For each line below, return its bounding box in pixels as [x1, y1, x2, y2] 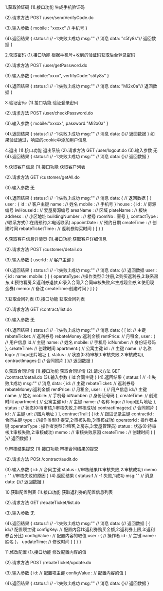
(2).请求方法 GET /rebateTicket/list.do [5, 500, 80, 505]
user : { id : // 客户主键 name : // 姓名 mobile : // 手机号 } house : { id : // [5, 201, 147, 207]
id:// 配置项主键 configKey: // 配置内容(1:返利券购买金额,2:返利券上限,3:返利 [5, 526, 155, 532]
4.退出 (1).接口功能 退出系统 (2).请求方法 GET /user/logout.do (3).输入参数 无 [5, 147, 158, 153]
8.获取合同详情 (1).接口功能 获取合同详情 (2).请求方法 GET [5, 368, 121, 374]
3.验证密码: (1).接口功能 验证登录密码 [5, 100, 79, 105]
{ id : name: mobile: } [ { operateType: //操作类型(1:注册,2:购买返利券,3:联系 [5, 273, 154, 279]
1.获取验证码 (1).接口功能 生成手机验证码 [5, 4, 85, 10]
